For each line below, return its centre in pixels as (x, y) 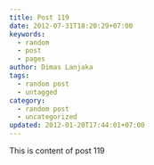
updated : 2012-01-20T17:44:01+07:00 (77, 126)
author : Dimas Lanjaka (51, 68)
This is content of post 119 (57, 151)
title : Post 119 (39, 17)
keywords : (28, 34)
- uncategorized (47, 117)
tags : (19, 76)
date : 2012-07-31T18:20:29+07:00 (71, 26)
